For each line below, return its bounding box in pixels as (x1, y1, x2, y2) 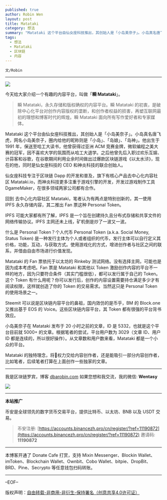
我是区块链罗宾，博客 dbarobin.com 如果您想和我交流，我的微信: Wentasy (5, 374, 158, 380)
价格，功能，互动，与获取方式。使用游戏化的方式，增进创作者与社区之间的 (5, 242, 158, 248)
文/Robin (5, 68, 22, 73)
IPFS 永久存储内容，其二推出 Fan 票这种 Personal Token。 (5, 202, 124, 208)
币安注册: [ (17, 425, 39, 431)
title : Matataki (5, 21, 39, 26)
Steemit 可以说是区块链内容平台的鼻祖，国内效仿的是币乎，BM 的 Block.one (5, 300, 161, 306)
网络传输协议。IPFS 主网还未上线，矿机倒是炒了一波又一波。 (5, 219, 129, 225)
